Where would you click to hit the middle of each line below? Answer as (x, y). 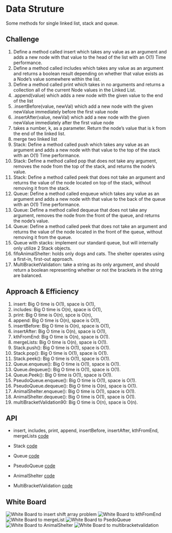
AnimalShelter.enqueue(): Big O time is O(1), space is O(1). (74, 391)
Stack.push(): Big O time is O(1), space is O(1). (62, 348)
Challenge (23, 39)
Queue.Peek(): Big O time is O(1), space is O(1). (63, 375)
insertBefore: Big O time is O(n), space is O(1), (62, 326)
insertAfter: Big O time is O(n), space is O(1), (60, 331)
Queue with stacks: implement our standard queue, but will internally (85, 242)
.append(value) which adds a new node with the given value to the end (88, 95)
